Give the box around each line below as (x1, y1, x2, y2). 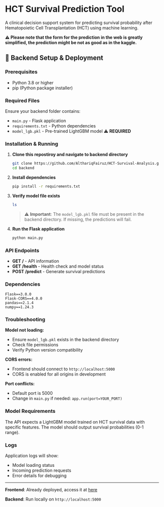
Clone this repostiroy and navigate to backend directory (12, 152, 128, 157)
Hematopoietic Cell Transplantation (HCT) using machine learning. (5, 25, 139, 30)
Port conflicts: (5, 381, 35, 387)
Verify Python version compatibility (12, 347, 83, 353)
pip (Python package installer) (12, 85, 73, 91)
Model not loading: (5, 327, 44, 333)
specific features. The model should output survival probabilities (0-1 (5, 424, 144, 430)
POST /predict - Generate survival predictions (12, 268, 105, 274)
